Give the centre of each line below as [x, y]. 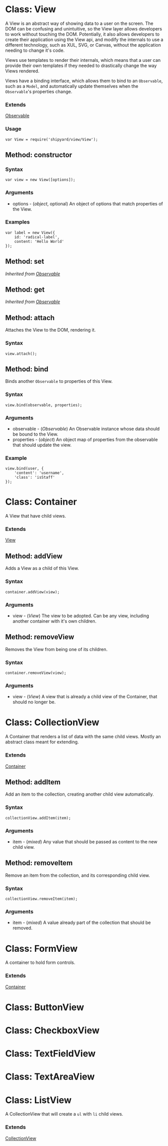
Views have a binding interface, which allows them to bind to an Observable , [84, 81]
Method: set [25, 261]
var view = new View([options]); [40, 180]
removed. [22, 928]
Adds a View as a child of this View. [42, 568]
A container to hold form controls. [40, 962]
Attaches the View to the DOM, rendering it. [50, 330]
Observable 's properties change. [39, 91]
